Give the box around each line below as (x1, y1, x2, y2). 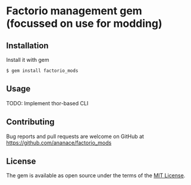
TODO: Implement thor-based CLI (6, 99, 89, 106)
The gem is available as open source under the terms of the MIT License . (6, 172, 186, 179)
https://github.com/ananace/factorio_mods (6, 139, 112, 146)
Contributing (6, 117, 55, 127)
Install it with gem (6, 57, 49, 63)
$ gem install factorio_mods (6, 68, 79, 74)
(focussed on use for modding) (6, 17, 162, 30)
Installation (6, 40, 49, 51)
